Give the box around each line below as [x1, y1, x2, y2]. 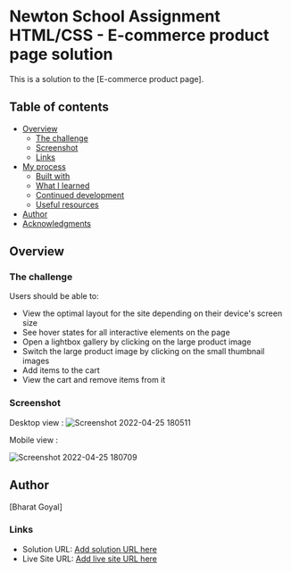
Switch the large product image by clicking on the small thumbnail [21, 346, 265, 357]
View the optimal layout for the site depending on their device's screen [21, 308, 283, 319]
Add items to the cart [21, 365, 100, 376]
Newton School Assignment [9, 6, 221, 27]
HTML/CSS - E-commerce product [9, 25, 270, 46]
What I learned [35, 180, 90, 191]
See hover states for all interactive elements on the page [21, 327, 230, 338]
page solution [9, 45, 113, 64]
